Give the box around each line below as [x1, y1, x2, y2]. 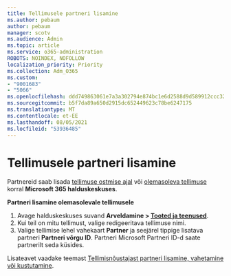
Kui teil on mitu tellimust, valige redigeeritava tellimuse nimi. [16, 219, 187, 227]
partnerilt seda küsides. [16, 241, 85, 249]
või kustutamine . [7, 262, 54, 270]
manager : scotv [7, 29, 51, 36]
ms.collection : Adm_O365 [7, 67, 78, 74]
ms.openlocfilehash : [7, 94, 67, 100]
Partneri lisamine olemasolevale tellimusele [7, 198, 134, 206]
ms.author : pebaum [7, 17, 60, 23]
